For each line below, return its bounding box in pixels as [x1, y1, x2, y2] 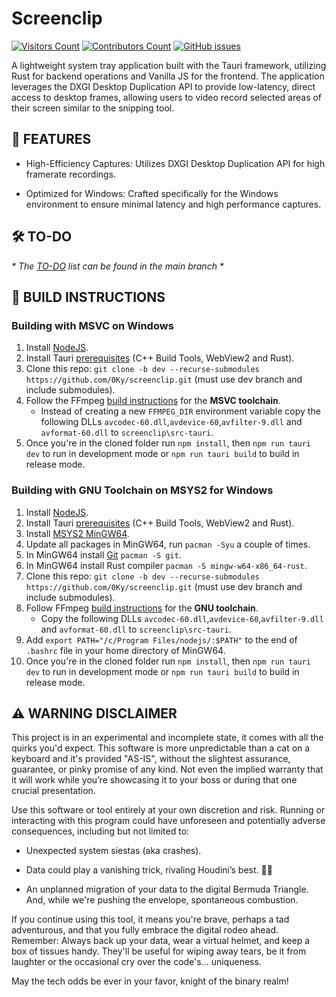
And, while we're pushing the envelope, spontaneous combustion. [25, 894, 299, 906]
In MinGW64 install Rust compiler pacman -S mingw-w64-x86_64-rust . [25, 559, 308, 571]
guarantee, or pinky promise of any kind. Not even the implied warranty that [11, 763, 324, 776]
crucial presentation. [11, 785, 96, 797]
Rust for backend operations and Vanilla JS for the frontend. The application [11, 70, 325, 82]
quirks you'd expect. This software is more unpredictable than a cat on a [11, 742, 311, 754]
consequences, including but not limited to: [11, 825, 190, 837]
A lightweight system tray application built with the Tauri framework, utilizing [11, 59, 327, 71]
